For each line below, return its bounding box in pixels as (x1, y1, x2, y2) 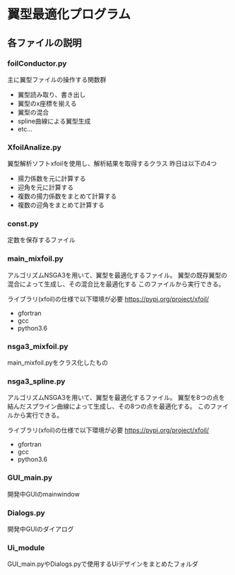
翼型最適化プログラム (7, 6, 131, 23)
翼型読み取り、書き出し (17, 90, 86, 99)
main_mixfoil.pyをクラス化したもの (7, 358, 109, 367)
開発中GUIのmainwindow (7, 490, 80, 498)
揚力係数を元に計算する (17, 174, 86, 183)
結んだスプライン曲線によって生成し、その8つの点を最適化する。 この (7, 402, 210, 410)
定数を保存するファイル (7, 236, 76, 244)
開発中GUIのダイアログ (7, 524, 74, 533)
